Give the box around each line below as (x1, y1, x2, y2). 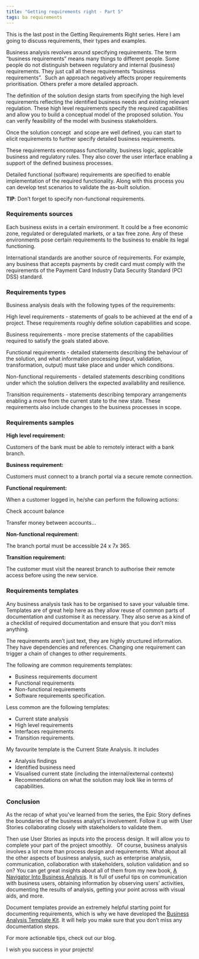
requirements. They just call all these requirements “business (6, 67, 156, 75)
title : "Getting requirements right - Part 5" (6, 8, 124, 15)
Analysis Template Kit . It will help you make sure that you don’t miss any (6, 916, 182, 923)
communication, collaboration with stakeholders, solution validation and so (6, 860, 189, 868)
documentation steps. (6, 923, 60, 930)
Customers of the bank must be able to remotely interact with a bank (6, 444, 175, 451)
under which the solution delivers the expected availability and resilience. (6, 379, 186, 386)
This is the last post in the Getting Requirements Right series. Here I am (6, 30, 181, 38)
